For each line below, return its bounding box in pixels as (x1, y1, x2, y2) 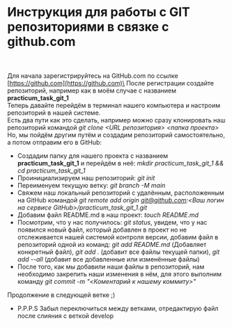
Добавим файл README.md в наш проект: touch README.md (17, 210, 199, 219)
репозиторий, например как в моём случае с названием (7, 86, 176, 95)
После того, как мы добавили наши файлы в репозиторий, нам (17, 262, 205, 271)
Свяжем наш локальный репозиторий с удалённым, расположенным (17, 189, 224, 197)
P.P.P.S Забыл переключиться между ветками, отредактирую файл (17, 304, 219, 312)
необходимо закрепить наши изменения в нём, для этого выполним (17, 269, 222, 278)
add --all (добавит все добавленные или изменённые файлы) (17, 255, 200, 263)
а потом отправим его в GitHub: (7, 138, 102, 146)
